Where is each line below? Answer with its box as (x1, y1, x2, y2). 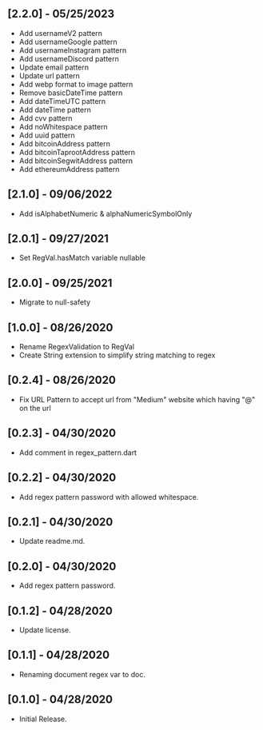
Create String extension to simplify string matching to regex (18, 350, 216, 360)
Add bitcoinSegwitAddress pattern (18, 156, 133, 166)
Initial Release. (18, 714, 67, 724)
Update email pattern (18, 62, 90, 72)
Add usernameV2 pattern (18, 28, 103, 38)
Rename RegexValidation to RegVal (18, 342, 135, 352)
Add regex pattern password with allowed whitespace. (18, 492, 199, 501)
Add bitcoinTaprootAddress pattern (18, 147, 136, 157)
